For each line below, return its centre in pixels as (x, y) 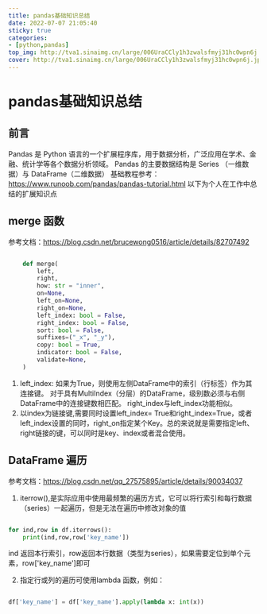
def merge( (41, 264)
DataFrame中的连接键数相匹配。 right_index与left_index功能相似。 (128, 403)
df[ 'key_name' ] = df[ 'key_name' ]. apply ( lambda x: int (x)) (106, 602)
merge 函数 (37, 221)
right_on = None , (62, 308)
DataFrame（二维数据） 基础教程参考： (95, 174)
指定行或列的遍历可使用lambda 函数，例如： (92, 580)
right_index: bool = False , (83, 322)
